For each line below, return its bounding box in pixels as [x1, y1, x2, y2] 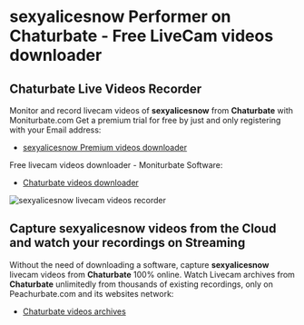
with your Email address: [9, 124, 102, 135]
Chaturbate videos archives [22, 306, 127, 317]
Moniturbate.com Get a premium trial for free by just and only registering [9, 115, 281, 125]
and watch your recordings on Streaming [9, 235, 246, 251]
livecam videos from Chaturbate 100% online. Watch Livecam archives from [9, 269, 295, 280]
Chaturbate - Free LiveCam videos [9, 25, 274, 46]
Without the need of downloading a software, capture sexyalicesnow [9, 259, 270, 270]
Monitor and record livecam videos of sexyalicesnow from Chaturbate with [9, 105, 293, 115]
